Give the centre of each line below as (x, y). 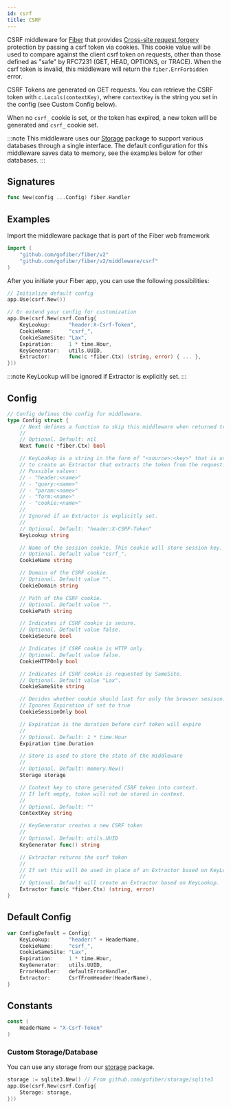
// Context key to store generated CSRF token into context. (109, 787)
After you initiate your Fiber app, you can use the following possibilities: (108, 280)
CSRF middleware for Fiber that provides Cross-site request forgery (103, 39)
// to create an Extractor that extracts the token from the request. (123, 465)
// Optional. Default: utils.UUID (69, 839)
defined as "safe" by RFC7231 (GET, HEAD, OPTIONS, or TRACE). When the (114, 61)
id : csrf (20, 13)
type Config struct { (38, 420)
